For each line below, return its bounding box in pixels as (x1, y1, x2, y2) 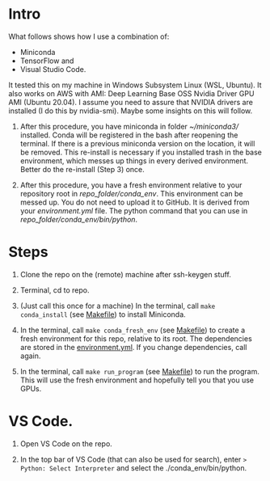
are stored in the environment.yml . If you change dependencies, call (19, 342, 247, 352)
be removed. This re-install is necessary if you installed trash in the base (19, 147, 263, 157)
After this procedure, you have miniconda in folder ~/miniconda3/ (19, 121, 239, 131)
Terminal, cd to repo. (19, 285, 91, 295)
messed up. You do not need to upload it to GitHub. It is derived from (19, 197, 250, 207)
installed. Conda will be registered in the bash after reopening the (19, 130, 238, 140)
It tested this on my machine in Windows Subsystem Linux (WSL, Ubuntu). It (8, 80, 262, 90)
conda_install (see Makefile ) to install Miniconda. (19, 309, 186, 319)
